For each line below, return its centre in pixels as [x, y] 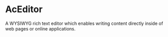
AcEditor [24, 9]
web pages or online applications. [40, 28]
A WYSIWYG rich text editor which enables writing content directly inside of [84, 23]
